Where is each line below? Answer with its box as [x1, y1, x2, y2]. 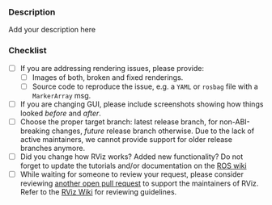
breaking [19, 126, 50, 136]
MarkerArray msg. [32, 90, 91, 100]
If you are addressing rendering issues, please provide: [19, 63, 205, 73]
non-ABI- [219, 116, 251, 127]
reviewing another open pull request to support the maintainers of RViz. [19, 178, 259, 188]
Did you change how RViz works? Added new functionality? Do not [19, 152, 244, 161]
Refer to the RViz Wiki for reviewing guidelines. [19, 187, 177, 197]
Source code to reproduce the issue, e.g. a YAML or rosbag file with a [32, 82, 259, 91]
